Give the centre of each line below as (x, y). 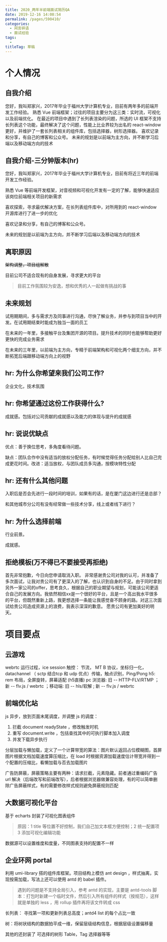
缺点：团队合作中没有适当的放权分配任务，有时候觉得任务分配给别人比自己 (81, 457)
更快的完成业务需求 (25, 339)
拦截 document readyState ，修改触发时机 (55, 727)
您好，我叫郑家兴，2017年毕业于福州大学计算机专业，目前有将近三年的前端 (82, 174)
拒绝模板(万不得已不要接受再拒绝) (57, 562)
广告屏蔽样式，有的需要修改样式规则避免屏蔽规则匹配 (64, 785)
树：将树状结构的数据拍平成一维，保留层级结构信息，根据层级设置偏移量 (79, 924)
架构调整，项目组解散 (27, 265)
